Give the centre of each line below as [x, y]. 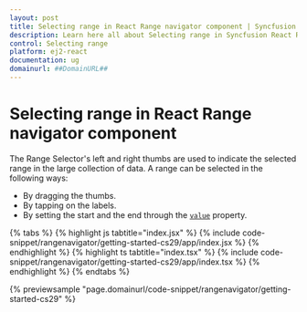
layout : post [34, 18]
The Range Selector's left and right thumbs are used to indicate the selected [153, 158]
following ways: [39, 178]
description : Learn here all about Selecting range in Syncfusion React [151, 35]
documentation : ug [44, 60]
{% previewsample [45, 289]
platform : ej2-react [49, 52]
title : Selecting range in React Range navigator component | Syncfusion [153, 26]
